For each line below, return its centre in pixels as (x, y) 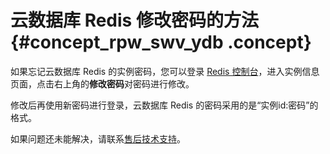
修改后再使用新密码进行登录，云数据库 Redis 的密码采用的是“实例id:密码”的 (164, 105)
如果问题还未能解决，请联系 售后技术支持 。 (98, 138)
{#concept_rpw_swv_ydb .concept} (161, 42)
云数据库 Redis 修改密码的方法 (134, 20)
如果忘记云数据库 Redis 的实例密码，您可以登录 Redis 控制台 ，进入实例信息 (165, 71)
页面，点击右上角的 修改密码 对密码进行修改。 (102, 83)
